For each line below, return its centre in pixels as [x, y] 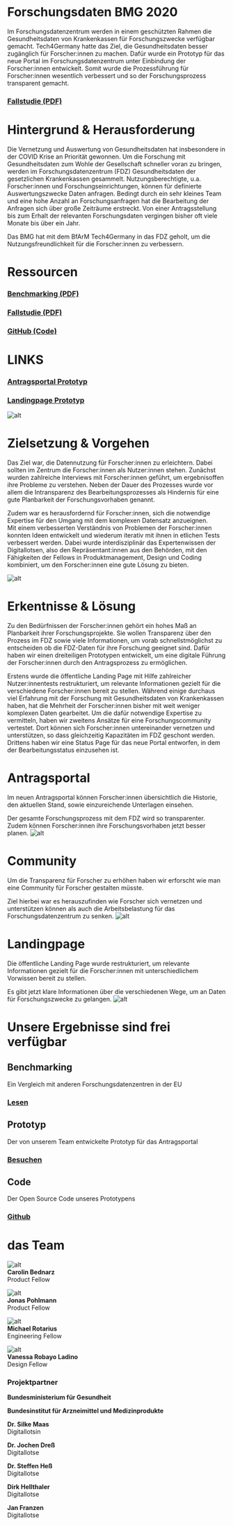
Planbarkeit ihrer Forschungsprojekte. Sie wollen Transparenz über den [109, 633]
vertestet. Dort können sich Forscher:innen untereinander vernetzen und [111, 728]
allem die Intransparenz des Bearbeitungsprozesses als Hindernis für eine [113, 492]
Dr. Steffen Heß [30, 1466]
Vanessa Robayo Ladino [43, 1357]
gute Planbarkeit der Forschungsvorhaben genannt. [81, 500]
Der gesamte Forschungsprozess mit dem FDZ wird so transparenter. [106, 818]
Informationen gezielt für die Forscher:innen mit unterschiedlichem [103, 970]
